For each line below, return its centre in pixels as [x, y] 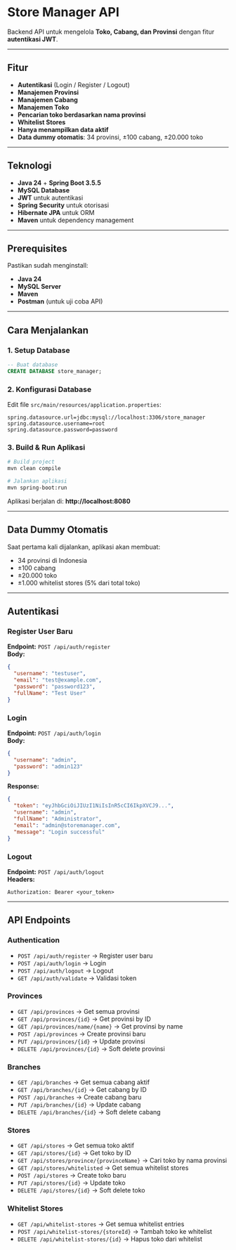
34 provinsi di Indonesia [52, 560]
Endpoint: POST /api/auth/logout [56, 871]
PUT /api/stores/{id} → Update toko [71, 1183]
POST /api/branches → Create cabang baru [79, 1098]
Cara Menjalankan [48, 330]
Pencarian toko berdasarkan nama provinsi [81, 115]
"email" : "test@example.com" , [58, 680]
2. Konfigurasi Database [50, 389]
